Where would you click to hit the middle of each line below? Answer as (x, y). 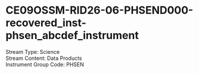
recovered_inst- (46, 23)
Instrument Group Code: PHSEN (45, 64)
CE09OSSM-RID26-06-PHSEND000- (99, 10)
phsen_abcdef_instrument (72, 36)
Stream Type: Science (33, 52)
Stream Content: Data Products (44, 58)
